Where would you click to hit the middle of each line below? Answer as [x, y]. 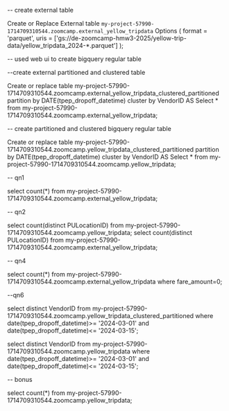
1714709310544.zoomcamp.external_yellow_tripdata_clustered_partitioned [113, 93]
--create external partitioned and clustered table [76, 72]
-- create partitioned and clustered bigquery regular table [89, 129]
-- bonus [20, 379]
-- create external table [41, 10]
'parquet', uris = [30, 38]
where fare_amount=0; [190, 281]
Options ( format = [181, 31]
